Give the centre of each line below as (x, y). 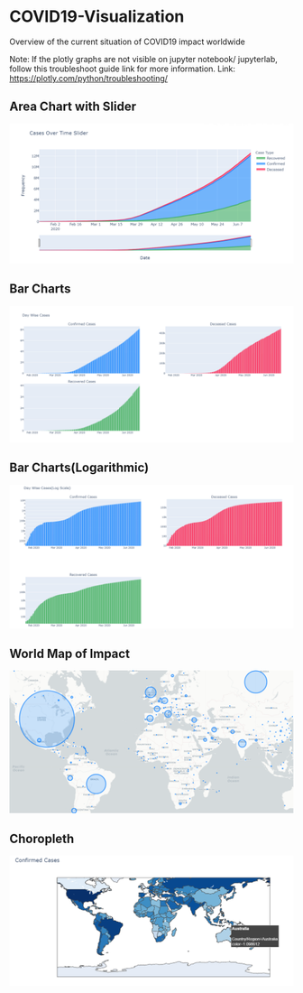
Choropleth (42, 838)
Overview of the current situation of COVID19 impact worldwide (127, 42)
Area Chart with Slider (73, 107)
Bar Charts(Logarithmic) (79, 468)
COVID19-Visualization (97, 17)
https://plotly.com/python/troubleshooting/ (89, 78)
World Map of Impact (70, 653)
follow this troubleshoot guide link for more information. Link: (123, 69)
